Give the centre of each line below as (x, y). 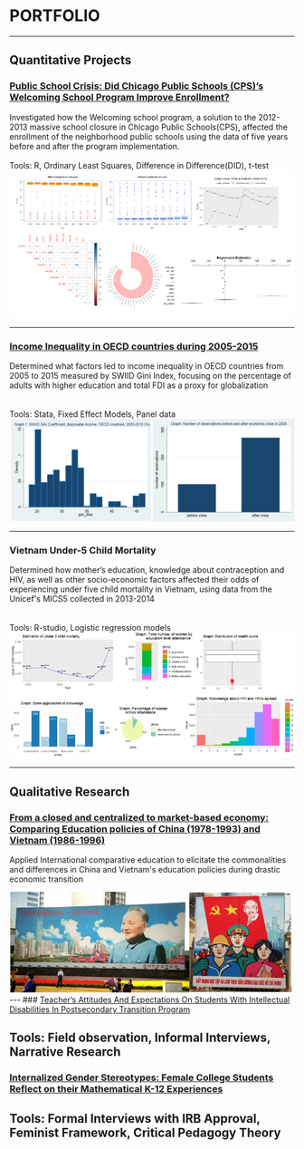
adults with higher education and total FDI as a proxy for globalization (139, 385)
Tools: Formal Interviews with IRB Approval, (135, 1119)
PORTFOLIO (55, 16)
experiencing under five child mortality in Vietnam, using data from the (141, 589)
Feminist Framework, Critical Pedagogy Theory (145, 1132)
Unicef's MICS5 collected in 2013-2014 (82, 599)
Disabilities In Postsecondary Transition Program (100, 1009)
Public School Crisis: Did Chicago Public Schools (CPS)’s (137, 86)
